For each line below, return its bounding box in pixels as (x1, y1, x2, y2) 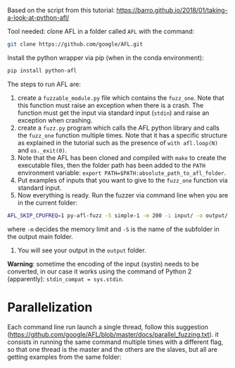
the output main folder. (7, 232, 74, 240)
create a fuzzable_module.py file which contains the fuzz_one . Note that (17, 93, 224, 102)
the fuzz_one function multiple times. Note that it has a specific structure (17, 130, 227, 140)
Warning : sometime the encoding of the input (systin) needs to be (7, 259, 199, 268)
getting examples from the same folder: (7, 352, 122, 361)
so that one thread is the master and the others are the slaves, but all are (7, 345, 218, 353)
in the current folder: (17, 198, 77, 207)
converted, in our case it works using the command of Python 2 (7, 267, 192, 276)
